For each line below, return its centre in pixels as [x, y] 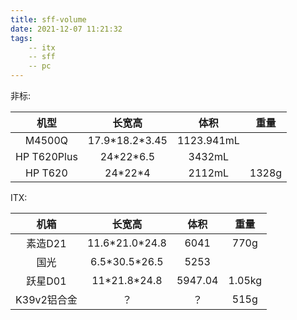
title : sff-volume [48, 19]
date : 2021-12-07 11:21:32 [66, 29]
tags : [21, 38]
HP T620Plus [46, 156]
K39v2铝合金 [46, 299]
